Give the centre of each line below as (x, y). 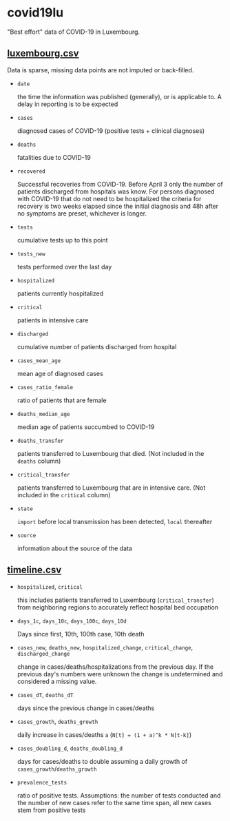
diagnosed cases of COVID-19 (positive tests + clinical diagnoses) (111, 131)
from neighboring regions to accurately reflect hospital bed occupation (118, 607)
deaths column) (39, 461)
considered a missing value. (57, 681)
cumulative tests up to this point (62, 240)
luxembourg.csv (43, 53)
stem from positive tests (51, 810)
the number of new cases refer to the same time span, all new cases (114, 802)
